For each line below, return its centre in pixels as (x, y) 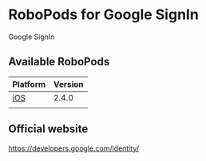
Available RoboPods (59, 62)
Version (68, 84)
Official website (48, 129)
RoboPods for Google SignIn (104, 15)
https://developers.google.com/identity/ (74, 148)
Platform (29, 84)
